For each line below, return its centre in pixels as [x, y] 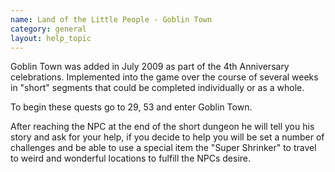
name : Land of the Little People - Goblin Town [111, 19]
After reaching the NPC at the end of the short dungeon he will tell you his [162, 127]
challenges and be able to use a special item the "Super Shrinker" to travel [163, 148]
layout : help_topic [51, 38]
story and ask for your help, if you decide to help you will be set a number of [167, 137]
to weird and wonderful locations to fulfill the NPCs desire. [131, 158]
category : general [48, 29]
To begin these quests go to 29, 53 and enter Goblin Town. [131, 107]
